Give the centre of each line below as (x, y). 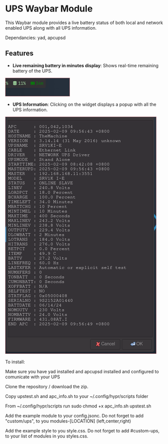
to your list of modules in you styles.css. (47, 436)
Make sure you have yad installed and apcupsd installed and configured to (82, 371)
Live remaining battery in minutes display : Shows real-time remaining (86, 65)
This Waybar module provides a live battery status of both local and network (84, 23)
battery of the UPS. (32, 71)
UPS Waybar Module (49, 9)
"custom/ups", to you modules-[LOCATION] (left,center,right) (68, 421)
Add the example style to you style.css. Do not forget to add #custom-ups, (82, 430)
